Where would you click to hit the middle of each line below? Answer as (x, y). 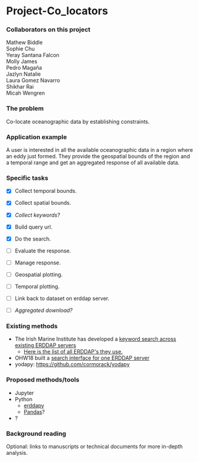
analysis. (17, 452)
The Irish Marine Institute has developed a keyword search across (95, 339)
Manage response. (38, 263)
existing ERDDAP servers (45, 345)
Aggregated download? (44, 310)
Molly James (22, 61)
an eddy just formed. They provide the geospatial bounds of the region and (98, 157)
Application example (37, 137)
